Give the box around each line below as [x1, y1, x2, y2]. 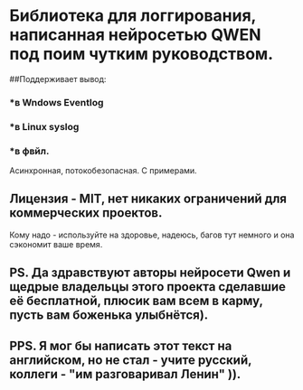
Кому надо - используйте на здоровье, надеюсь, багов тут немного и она [9, 229, 295, 240]
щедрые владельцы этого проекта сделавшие [9, 279, 287, 294]
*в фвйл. [9, 144, 50, 157]
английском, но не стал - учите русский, [9, 352, 252, 367]
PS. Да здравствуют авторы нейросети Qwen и [9, 265, 291, 281]
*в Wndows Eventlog [9, 96, 104, 108]
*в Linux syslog [9, 120, 80, 133]
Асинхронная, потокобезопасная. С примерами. [9, 165, 197, 176]
